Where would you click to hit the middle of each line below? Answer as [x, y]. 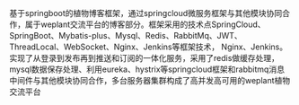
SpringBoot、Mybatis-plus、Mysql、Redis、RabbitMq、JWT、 [126, 35]
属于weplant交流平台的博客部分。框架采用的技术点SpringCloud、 [145, 24]
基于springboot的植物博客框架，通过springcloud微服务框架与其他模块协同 [146, 13]
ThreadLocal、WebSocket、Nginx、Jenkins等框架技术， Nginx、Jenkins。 [149, 47]
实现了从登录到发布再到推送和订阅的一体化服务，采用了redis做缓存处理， [145, 58]
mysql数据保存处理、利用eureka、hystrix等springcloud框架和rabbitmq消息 [147, 69]
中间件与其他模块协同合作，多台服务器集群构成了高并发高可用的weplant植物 [150, 80]
